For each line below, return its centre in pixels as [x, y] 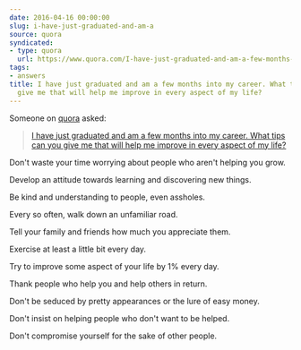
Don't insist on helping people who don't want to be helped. [120, 318]
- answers [28, 76]
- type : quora [36, 51]
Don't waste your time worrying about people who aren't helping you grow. [148, 162]
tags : [19, 68]
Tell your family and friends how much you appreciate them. [120, 231]
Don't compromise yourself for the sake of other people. [113, 336]
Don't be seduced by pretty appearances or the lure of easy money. [134, 301]
